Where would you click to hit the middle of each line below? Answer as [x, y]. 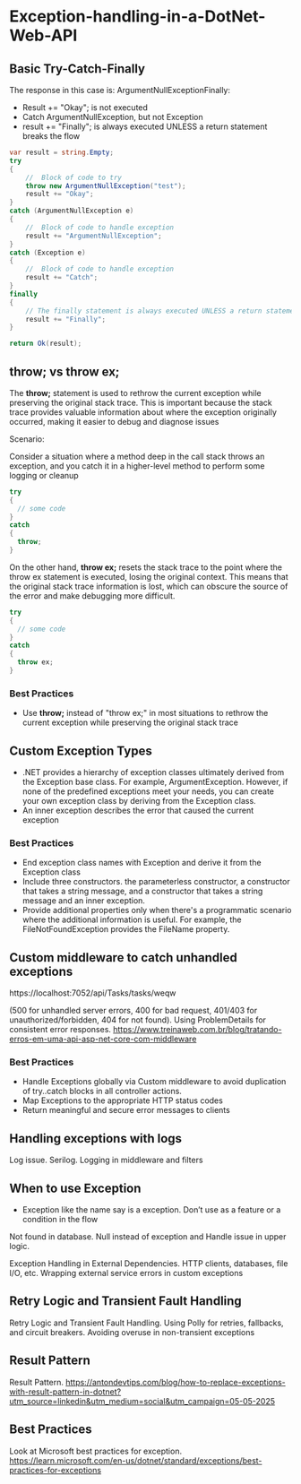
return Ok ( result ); [46, 344]
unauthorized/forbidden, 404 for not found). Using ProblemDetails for [138, 1020]
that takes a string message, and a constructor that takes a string [142, 891]
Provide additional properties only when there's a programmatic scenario [157, 910]
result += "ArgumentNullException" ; [94, 236]
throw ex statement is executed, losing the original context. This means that [149, 576]
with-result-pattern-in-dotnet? [65, 1392]
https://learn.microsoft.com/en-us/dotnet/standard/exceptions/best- [136, 1460]
